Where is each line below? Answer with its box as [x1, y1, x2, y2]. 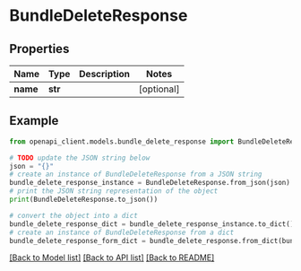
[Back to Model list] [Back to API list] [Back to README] [9, 252, 215, 263]
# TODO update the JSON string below [9, 153, 150, 162]
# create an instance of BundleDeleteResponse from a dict [9, 228, 235, 237]
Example [9, 113, 59, 128]
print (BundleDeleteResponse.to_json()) [9, 195, 159, 205]
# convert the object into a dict [9, 211, 139, 220]
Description [79, 68, 130, 80]
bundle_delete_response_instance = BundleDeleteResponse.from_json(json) [9, 179, 291, 188]
